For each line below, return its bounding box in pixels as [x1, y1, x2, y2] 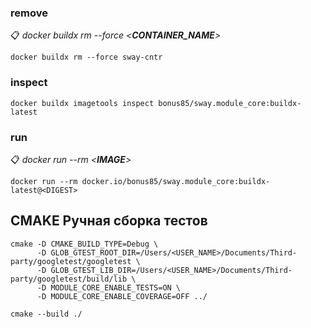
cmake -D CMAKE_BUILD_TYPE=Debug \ [10, 239, 159, 249]
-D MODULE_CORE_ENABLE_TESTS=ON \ [36, 282, 182, 293]
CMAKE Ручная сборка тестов [10, 212, 208, 230]
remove [10, 6, 48, 20]
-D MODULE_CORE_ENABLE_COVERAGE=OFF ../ [36, 291, 208, 301]
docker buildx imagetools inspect [10, 98, 155, 108]
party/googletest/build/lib [10, 274, 128, 284]
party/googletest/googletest [10, 256, 132, 266]
